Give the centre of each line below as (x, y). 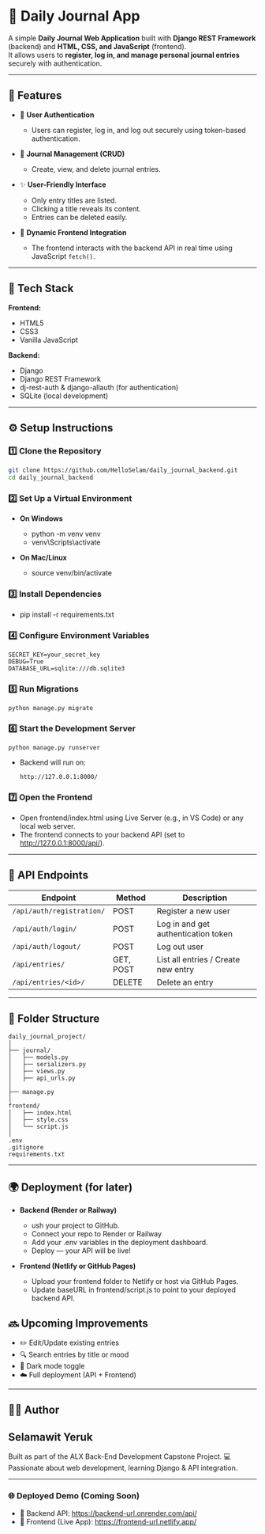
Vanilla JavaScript (49, 340)
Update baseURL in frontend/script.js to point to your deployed (134, 1290)
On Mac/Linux (43, 558)
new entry (175, 969)
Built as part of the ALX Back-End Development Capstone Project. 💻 (119, 1456)
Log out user (180, 947)
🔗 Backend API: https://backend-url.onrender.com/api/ (108, 1513)
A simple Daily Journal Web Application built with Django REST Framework (132, 38)
